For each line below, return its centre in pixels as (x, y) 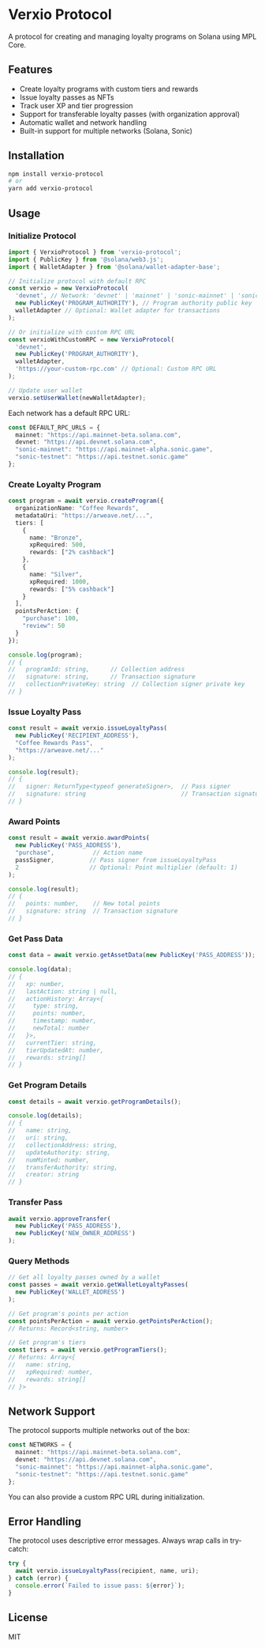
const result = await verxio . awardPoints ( (79, 838)
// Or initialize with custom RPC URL (72, 332)
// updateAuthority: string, (60, 1152)
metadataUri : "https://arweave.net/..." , (84, 516)
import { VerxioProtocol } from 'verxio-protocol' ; (95, 252)
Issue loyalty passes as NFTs (67, 97)
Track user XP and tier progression (76, 105)
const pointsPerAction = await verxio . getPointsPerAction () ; (111, 1321)
